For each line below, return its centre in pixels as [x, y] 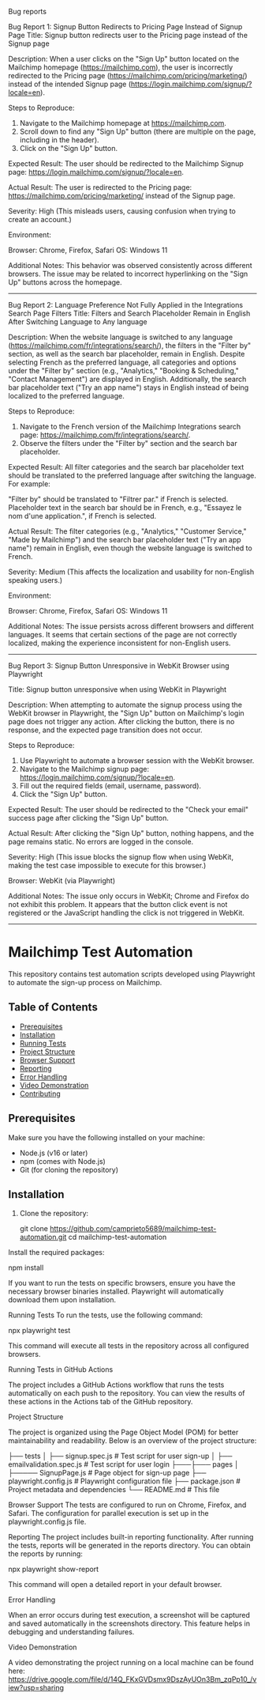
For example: [30, 484]
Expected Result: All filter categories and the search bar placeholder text [126, 467]
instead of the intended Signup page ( [70, 84]
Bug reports [28, 11]
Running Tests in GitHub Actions [61, 1369]
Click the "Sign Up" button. [63, 794]
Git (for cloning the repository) [69, 1169]
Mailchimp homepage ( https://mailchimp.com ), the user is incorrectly [121, 67]
